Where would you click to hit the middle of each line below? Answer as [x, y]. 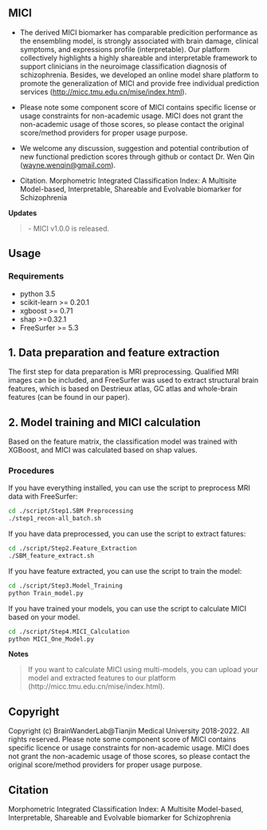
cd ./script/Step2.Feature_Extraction [73, 549]
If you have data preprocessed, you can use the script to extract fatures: [127, 534]
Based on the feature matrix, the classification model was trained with [123, 441]
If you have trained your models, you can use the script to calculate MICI [128, 608]
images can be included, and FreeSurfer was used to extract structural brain [133, 380]
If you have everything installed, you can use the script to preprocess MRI [130, 488]
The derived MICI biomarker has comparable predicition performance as [139, 32]
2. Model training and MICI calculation [104, 422]
